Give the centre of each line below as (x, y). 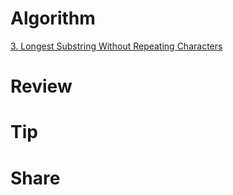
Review (41, 86)
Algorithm (53, 18)
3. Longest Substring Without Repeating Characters (116, 46)
